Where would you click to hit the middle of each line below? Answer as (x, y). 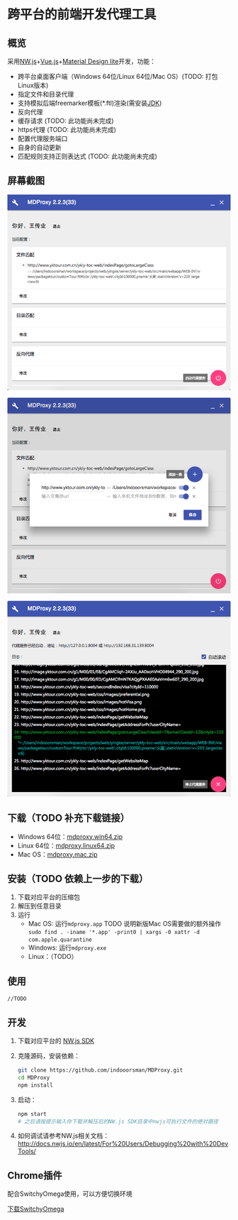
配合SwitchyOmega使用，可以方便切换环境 (70, 1194)
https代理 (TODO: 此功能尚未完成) (67, 130)
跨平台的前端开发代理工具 (82, 15)
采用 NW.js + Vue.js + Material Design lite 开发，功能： (81, 61)
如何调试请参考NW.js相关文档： (63, 1136)
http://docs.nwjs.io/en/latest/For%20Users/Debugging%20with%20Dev (123, 1144)
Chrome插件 (35, 1175)
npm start (32, 1114)
